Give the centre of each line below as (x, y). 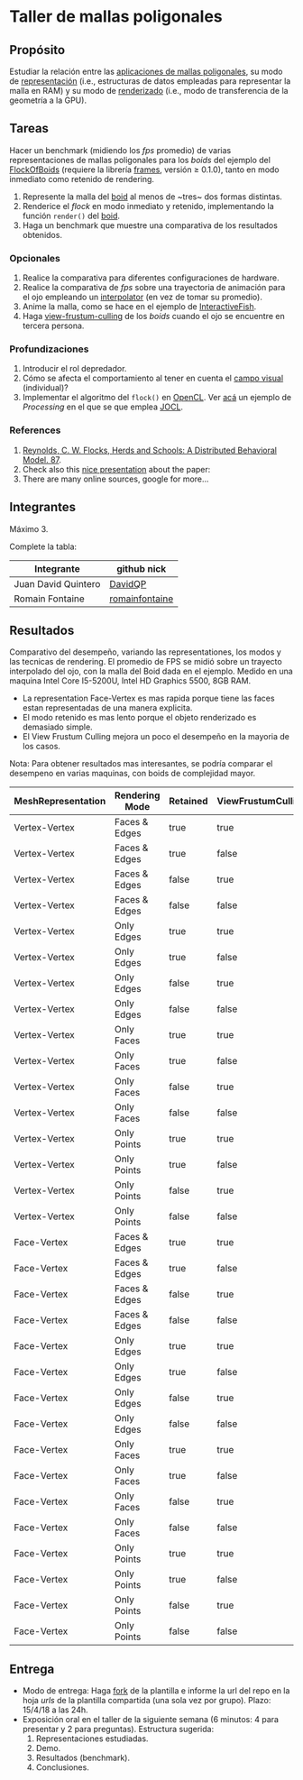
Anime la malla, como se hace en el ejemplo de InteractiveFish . (139, 307)
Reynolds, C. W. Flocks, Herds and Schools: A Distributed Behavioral (150, 450)
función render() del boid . (71, 216)
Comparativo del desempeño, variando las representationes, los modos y (145, 652)
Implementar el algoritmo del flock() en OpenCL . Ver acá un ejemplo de (157, 398)
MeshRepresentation (60, 802)
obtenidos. (42, 234)
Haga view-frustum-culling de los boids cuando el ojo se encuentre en (154, 317)
